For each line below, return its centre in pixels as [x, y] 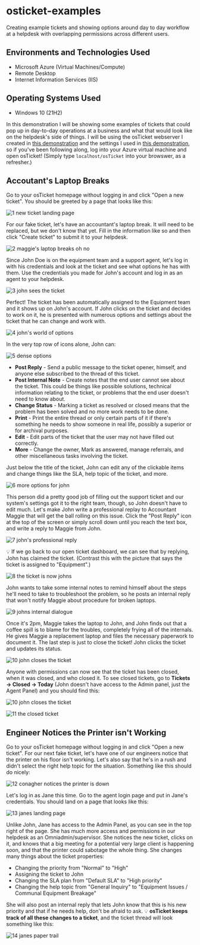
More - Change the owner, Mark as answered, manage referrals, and [99, 450]
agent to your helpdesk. [35, 279]
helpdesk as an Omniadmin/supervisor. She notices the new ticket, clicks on [100, 837]
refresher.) [19, 162]
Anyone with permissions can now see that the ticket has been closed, [93, 672]
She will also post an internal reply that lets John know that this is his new [96, 905]
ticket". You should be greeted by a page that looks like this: [79, 201]
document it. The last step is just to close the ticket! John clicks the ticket [96, 643]
